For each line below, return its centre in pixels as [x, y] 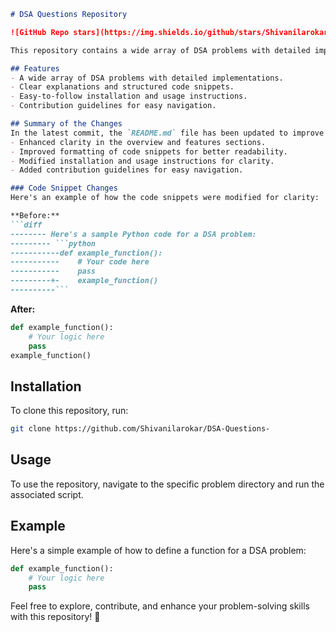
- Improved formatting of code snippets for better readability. [149, 151]
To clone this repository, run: [69, 411]
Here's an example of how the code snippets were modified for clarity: [165, 198]
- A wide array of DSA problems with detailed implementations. [147, 78]
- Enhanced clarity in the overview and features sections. [138, 142]
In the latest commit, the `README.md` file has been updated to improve [167, 133]
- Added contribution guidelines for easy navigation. [127, 170]
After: [23, 309]
